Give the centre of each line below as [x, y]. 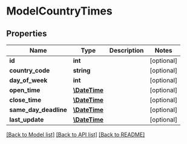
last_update [27, 119]
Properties [27, 34]
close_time [25, 100]
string [82, 70]
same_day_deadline [38, 110]
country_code [30, 70]
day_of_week [28, 80]
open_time [25, 90]
